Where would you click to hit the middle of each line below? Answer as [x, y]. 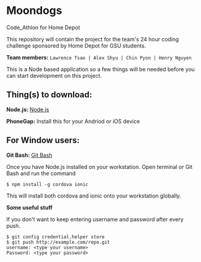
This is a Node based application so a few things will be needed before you [100, 69]
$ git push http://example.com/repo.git [58, 242]
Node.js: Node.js [28, 109]
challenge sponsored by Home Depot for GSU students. [76, 46]
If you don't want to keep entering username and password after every [95, 219]
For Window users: [43, 140]
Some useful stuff [30, 207]
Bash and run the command [41, 173]
